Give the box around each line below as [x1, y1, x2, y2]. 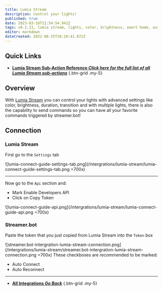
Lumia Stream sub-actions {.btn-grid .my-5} [12, 70, 103, 76]
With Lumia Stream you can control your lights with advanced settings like [5, 97, 153, 103]
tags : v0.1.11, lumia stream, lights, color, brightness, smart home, [5, 25, 151, 30]
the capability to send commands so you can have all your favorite [5, 107, 138, 113]
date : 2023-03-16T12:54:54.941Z [5, 20, 70, 26]
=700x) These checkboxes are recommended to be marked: [37, 252, 158, 258]
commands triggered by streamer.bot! [5, 112, 81, 118]
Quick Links [5, 52, 42, 61]
